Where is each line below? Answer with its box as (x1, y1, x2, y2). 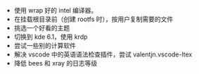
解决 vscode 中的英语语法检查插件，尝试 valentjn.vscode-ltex (13, 50, 193, 58)
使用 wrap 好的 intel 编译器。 (13, 6, 98, 14)
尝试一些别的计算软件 (13, 42, 76, 49)
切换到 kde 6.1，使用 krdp (13, 32, 88, 41)
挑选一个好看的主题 (13, 24, 70, 32)
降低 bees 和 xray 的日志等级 (13, 59, 98, 67)
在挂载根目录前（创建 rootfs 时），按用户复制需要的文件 (13, 15, 174, 23)
